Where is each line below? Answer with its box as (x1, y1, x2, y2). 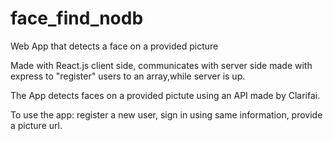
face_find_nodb (10, 7, 144, 30)
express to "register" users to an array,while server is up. (10, 70, 246, 82)
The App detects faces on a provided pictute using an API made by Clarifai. (10, 89, 321, 101)
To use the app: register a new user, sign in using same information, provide (10, 108, 323, 121)
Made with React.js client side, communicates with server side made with (10, 59, 313, 71)
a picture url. (10, 119, 63, 131)
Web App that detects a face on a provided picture (10, 40, 219, 52)
